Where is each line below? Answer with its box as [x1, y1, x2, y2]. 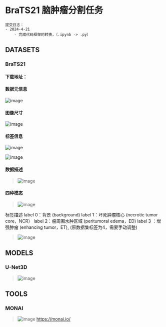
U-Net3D [5, 264, 27, 271]
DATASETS [5, 46, 40, 54]
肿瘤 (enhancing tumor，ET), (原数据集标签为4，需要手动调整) [9, 224, 137, 230]
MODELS [5, 249, 33, 257]
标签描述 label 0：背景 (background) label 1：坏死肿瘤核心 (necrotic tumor [5, 211, 158, 218]
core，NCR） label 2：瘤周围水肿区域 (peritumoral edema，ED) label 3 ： [5, 218, 157, 224]
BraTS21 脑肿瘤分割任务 [5, 5, 103, 16]
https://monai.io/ [36, 316, 71, 322]
